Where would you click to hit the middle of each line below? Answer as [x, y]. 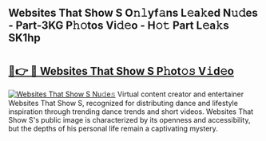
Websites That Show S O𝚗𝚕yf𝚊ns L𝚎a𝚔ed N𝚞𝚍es [133, 13]
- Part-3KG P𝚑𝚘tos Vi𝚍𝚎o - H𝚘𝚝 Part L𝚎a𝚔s [119, 26]
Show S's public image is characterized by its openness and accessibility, [129, 120]
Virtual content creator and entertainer [181, 94]
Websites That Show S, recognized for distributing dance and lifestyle [123, 103]
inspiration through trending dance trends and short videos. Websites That [131, 112]
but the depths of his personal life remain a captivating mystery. [113, 128]
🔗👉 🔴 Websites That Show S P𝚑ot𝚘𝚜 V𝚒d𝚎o [121, 71]
